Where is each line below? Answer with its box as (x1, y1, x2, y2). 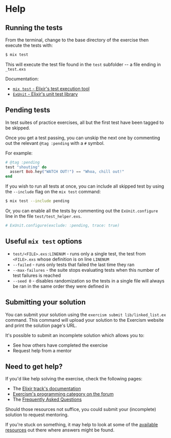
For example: (5, 150, 33, 156)
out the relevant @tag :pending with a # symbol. (5, 140, 105, 146)
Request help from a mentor (12, 347, 72, 353)
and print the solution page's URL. (5, 322, 77, 328)
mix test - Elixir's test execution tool (12, 85, 90, 92)
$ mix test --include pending (5, 198, 70, 204)
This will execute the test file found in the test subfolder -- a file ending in (5, 61, 161, 67)
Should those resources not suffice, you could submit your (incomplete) (5, 406, 157, 413)
